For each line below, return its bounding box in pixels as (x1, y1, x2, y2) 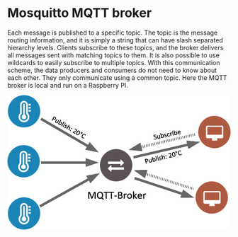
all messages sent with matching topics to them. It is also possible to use (7, 51, 220, 59)
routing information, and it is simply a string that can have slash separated (7, 35, 223, 44)
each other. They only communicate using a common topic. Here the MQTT (7, 73, 228, 82)
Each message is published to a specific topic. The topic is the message (7, 28, 218, 37)
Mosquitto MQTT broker (7, 5, 152, 21)
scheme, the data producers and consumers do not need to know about (7, 66, 217, 74)
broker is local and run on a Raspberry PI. (7, 81, 129, 89)
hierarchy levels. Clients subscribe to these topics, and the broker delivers (7, 43, 224, 52)
